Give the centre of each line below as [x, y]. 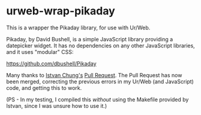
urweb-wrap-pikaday [61, 11]
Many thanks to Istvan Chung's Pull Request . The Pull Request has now [94, 75]
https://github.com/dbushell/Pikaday [51, 63]
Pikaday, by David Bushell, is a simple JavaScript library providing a [90, 39]
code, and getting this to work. [44, 87]
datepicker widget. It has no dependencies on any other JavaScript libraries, [100, 46]
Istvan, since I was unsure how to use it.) [57, 105]
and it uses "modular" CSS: [40, 52]
